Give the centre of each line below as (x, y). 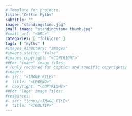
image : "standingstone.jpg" (35, 24)
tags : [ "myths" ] (25, 44)
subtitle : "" (19, 20)
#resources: (18, 96)
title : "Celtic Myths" (30, 15)
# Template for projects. (33, 10)
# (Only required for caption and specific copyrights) (66, 67)
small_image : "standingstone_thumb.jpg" (49, 29)
